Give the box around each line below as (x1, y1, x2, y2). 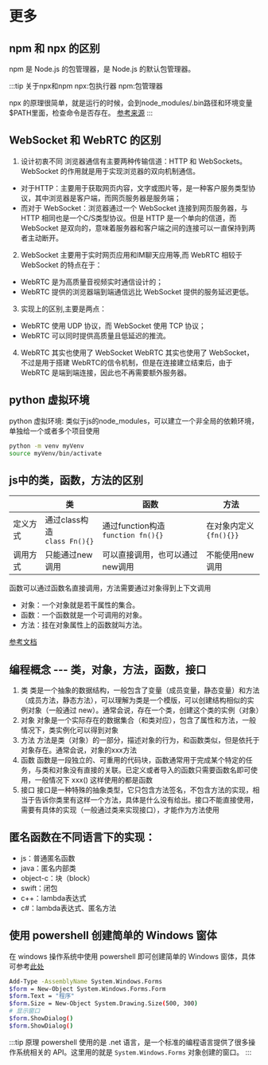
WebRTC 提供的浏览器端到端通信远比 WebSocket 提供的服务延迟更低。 (20, 286, 254, 296)
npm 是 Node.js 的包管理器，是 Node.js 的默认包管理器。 (9, 65, 196, 73)
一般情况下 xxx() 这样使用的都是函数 (34, 775, 153, 784)
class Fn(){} (45, 537, 95, 546)
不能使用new (206, 550, 254, 561)
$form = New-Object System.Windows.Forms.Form (9, 984, 166, 993)
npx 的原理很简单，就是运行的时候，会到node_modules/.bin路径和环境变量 (9, 98, 253, 108)
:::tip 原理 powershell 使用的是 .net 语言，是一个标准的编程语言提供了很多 (9, 1037, 249, 1047)
